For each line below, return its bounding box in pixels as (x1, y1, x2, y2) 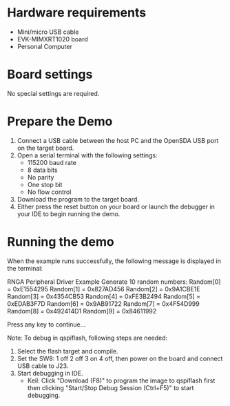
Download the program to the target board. (17, 195, 140, 203)
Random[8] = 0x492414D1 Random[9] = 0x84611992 (7, 307, 157, 315)
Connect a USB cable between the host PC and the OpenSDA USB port (17, 136, 219, 144)
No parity (27, 173, 54, 181)
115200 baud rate (27, 158, 77, 166)
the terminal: (7, 264, 43, 272)
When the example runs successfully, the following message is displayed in (7, 257, 222, 265)
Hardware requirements (7, 5, 147, 21)
